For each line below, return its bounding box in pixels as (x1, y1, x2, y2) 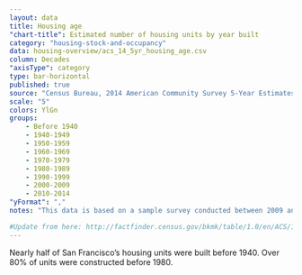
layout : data (9, 13, 58, 23)
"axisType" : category (9, 64, 91, 73)
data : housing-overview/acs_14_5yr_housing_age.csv (9, 47, 207, 56)
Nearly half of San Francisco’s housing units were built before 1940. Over (9, 247, 280, 258)
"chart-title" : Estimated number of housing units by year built (9, 30, 259, 39)
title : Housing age (9, 22, 83, 31)
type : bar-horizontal (9, 72, 91, 81)
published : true (9, 80, 70, 89)
